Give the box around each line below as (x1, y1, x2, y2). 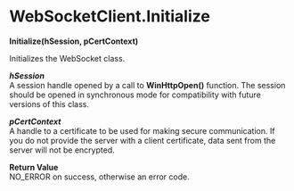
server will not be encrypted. (9, 145, 115, 155)
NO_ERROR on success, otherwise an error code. (9, 171, 190, 182)
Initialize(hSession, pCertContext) (9, 36, 139, 46)
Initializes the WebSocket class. (9, 53, 126, 63)
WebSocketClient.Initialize (9, 6, 211, 27)
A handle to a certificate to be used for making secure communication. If (9, 125, 275, 136)
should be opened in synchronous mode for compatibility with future (9, 89, 261, 100)
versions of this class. (9, 98, 89, 109)
